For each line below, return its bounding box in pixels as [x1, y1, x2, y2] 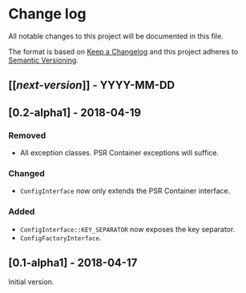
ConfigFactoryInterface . [19, 233, 102, 243]
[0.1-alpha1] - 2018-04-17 [8, 256, 138, 269]
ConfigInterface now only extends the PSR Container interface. [19, 186, 231, 196]
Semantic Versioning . [8, 55, 79, 65]
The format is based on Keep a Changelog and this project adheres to [8, 46, 239, 56]
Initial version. [8, 277, 54, 287]
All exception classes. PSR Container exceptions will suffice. [19, 148, 220, 158]
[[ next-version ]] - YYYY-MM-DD [8, 78, 175, 92]
